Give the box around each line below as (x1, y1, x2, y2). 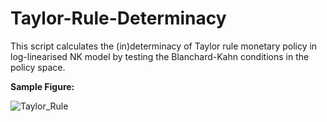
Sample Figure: (10, 80, 75, 92)
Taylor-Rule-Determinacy (10, 7, 227, 30)
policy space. (10, 61, 66, 73)
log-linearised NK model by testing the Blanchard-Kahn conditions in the (10, 50, 310, 62)
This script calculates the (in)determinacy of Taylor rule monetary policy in (10, 40, 318, 52)
